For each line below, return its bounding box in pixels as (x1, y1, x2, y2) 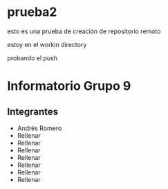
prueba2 (7, 4, 57, 20)
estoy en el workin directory (7, 40, 87, 48)
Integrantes (7, 105, 59, 118)
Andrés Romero (17, 124, 62, 132)
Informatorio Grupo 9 (7, 78, 131, 94)
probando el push (7, 53, 57, 62)
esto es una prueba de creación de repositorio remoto (7, 27, 161, 35)
